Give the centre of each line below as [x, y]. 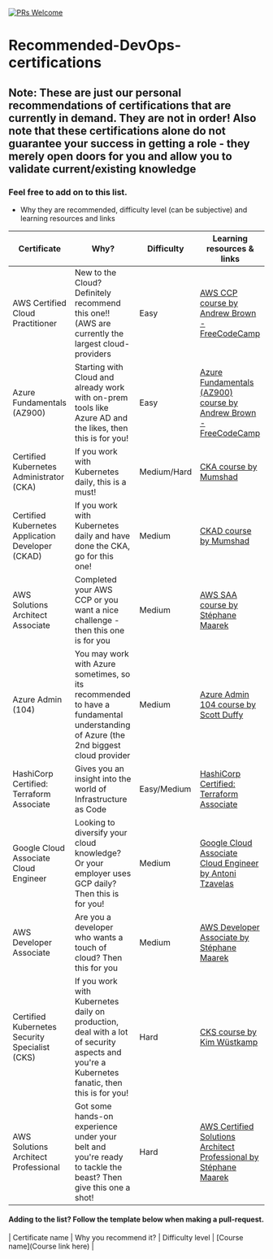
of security [95, 1042]
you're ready [99, 1157]
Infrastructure [101, 799]
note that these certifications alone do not [117, 131]
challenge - [97, 620]
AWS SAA [218, 595]
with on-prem [101, 397]
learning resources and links [67, 218]
